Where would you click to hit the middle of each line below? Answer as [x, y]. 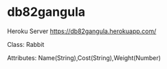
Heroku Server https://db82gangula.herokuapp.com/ [82, 31]
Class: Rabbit [26, 44]
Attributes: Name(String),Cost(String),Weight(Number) [84, 58]
